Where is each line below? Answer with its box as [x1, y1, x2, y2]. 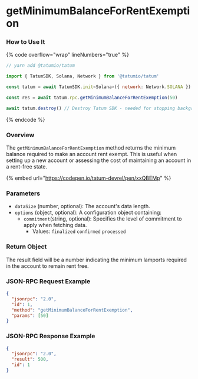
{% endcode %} [6, 116, 45, 123]
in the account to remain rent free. [6, 262, 90, 270]
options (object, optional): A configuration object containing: [14, 209, 162, 216]
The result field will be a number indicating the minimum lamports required [6, 256, 187, 263]
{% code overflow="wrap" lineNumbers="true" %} [6, 51, 130, 59]
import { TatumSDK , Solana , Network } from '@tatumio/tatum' [6, 73, 160, 79]
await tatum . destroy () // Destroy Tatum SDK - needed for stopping [6, 105, 176, 111]
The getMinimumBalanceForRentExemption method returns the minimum [6, 144, 176, 151]
